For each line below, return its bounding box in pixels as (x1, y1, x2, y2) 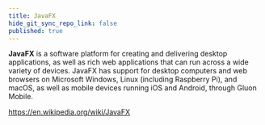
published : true (8, 27, 63, 35)
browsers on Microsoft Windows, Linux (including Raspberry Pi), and (8, 74, 238, 85)
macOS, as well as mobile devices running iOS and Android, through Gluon (8, 83, 257, 93)
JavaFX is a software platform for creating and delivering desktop (8, 49, 228, 59)
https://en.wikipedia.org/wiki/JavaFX (8, 107, 131, 117)
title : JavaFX (8, 11, 57, 20)
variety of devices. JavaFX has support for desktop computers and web (8, 66, 248, 76)
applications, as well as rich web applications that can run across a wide (8, 57, 249, 67)
